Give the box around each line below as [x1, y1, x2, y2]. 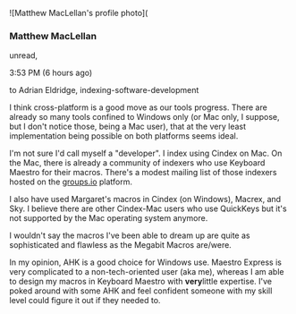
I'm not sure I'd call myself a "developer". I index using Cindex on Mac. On [9, 148, 283, 159]
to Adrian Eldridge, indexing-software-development [9, 85, 199, 96]
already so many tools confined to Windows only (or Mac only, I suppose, [9, 112, 280, 123]
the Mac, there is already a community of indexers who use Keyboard [9, 157, 266, 168]
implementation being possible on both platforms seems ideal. [9, 131, 239, 141]
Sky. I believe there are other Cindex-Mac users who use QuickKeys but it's [9, 203, 288, 214]
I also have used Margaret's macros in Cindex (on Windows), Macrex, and [9, 194, 282, 205]
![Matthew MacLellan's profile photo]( [9, 8, 148, 18]
